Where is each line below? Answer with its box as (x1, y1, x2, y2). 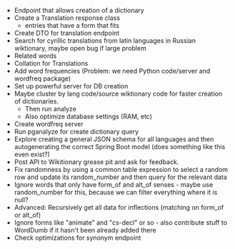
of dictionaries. (14, 97, 59, 106)
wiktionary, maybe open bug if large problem (14, 44, 146, 52)
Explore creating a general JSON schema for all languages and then (14, 135, 214, 143)
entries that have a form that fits (24, 21, 120, 29)
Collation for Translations (14, 59, 89, 67)
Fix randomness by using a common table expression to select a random (14, 166, 229, 173)
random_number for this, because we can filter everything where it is (14, 188, 218, 196)
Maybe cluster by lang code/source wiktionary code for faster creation (14, 89, 223, 98)
